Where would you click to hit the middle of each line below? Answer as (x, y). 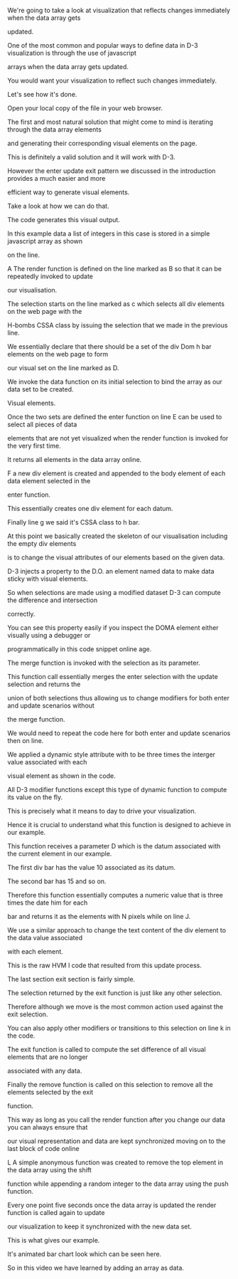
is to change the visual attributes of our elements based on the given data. (116, 557)
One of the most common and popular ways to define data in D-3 (103, 45)
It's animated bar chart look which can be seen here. (85, 1254)
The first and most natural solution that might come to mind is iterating (110, 122)
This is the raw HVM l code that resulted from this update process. (105, 965)
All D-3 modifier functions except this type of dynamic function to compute (117, 790)
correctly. (21, 614)
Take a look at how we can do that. (58, 206)
